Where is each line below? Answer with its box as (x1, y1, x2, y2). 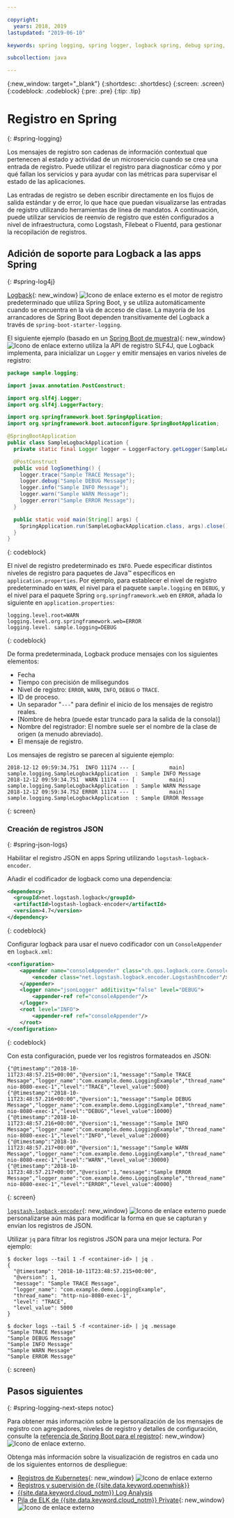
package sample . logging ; (7, 370, 79, 377)
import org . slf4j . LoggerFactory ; (7, 401, 104, 408)
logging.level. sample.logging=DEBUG (7, 624, 117, 631)
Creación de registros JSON (7, 824, 104, 834)
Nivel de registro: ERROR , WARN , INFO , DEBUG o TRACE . (17, 686, 159, 694)
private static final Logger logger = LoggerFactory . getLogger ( (13, 445, 204, 452)
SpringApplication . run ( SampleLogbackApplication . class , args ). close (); (19, 523, 232, 530)
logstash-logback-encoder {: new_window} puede (7, 1206, 226, 1215)
